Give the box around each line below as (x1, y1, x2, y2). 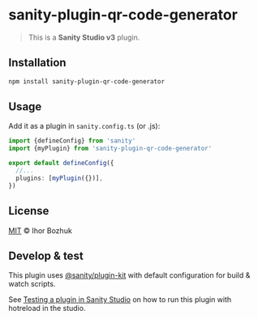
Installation (8, 56, 67, 70)
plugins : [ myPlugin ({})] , (15, 174, 104, 182)
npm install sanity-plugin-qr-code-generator (8, 77, 165, 86)
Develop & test (8, 249, 84, 262)
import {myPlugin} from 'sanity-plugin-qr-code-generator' (8, 144, 213, 153)
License (8, 204, 49, 218)
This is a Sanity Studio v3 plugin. (28, 32, 140, 42)
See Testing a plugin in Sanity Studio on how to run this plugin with (8, 295, 232, 304)
